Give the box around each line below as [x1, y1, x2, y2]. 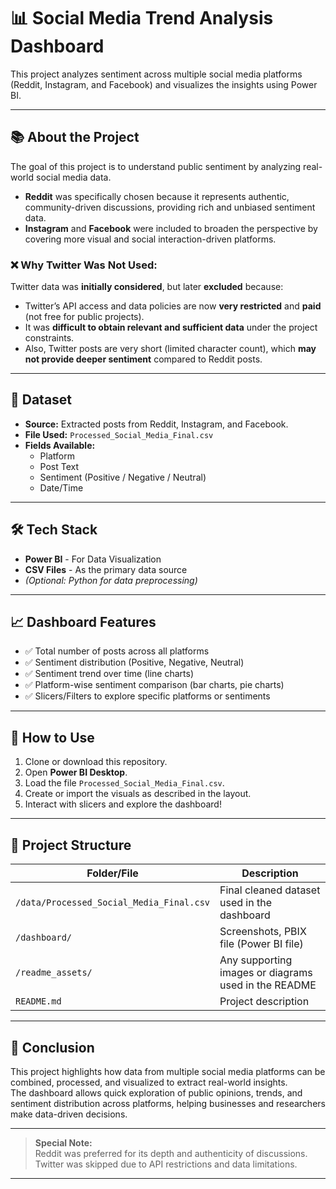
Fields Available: [24, 439, 96, 451]
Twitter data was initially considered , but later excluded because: [10, 281, 284, 293]
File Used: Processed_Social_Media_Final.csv [24, 428, 214, 440]
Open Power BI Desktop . [24, 766, 128, 779]
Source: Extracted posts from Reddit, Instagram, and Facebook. [24, 418, 289, 430]
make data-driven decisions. [10, 1108, 128, 1120]
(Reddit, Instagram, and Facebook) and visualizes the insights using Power [10, 78, 318, 90]
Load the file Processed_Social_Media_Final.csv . [24, 777, 225, 789]
